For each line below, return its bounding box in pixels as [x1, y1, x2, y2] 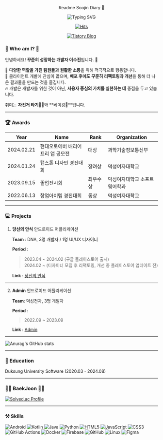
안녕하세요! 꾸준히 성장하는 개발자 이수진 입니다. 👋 [5, 57, 98, 63]
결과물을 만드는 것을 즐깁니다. [10, 79, 66, 85]
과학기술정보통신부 [108, 146, 148, 153]
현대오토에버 [40, 143, 67, 150]
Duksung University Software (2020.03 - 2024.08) [5, 368, 106, 374]
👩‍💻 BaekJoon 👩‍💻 [5, 385, 45, 392]
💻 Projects [5, 212, 32, 219]
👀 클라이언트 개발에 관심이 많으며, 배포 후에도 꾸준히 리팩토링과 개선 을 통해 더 [5, 73, 151, 79]
